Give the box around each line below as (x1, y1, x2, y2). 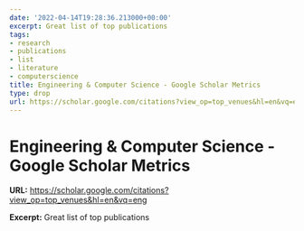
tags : (9, 30, 30, 39)
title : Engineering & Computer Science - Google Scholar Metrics (9, 80, 261, 89)
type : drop (9, 88, 51, 97)
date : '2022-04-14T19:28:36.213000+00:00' (9, 13, 172, 23)
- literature (9, 64, 59, 73)
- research (9, 38, 51, 48)
